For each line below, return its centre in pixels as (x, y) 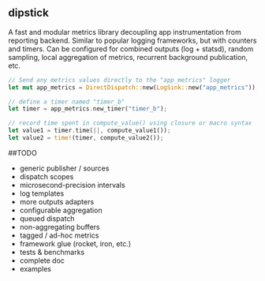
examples (35, 268)
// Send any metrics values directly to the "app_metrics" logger (119, 80)
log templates (42, 193)
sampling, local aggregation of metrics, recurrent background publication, (128, 57)
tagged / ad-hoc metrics (59, 235)
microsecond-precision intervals (72, 185)
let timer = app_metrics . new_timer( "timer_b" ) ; (88, 109)
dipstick (28, 13)
